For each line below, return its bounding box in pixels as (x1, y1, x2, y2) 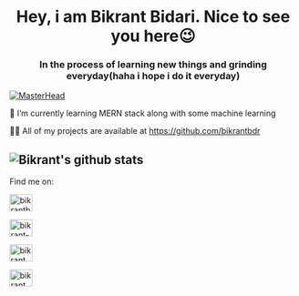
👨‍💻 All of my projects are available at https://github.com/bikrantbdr (9, 126, 261, 137)
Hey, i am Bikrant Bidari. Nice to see (15, 6, 291, 27)
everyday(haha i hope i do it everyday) (66, 70, 241, 83)
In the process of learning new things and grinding (39, 58, 267, 71)
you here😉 (110, 26, 196, 46)
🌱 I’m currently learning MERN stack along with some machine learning (9, 107, 276, 119)
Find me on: (9, 176, 55, 188)
